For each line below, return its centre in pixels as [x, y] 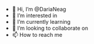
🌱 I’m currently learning [41, 22]
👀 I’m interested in [35, 15]
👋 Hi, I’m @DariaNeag [39, 9]
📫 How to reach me [37, 35]
